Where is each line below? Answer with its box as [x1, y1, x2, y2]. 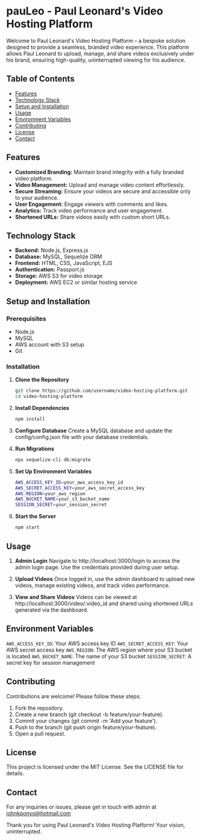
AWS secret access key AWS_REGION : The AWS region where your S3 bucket [6, 646, 193, 653]
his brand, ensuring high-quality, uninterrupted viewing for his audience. [6, 56, 186, 63]
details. [6, 770, 25, 777]
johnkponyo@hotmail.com [6, 810, 71, 817]
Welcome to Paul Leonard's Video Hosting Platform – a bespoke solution [6, 37, 186, 44]
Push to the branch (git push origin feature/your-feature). [14, 723, 157, 731]
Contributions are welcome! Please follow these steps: [6, 693, 141, 700]
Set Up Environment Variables [14, 467, 92, 475]
